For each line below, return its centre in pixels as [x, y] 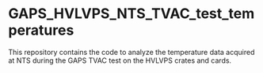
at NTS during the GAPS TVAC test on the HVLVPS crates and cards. [120, 60]
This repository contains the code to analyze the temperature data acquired [131, 52]
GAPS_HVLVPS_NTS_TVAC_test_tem [131, 14]
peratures [41, 30]
